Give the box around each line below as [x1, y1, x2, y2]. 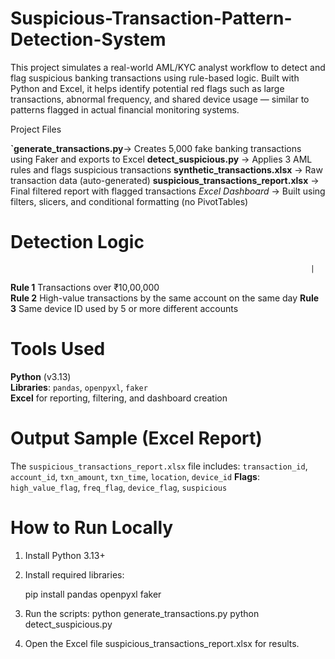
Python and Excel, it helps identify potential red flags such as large [10, 82, 285, 94]
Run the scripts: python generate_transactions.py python [24, 607, 260, 619]
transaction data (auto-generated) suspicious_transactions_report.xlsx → [10, 174, 320, 186]
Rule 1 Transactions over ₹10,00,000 [10, 281, 160, 293]
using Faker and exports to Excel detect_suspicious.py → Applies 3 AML [10, 153, 313, 165]
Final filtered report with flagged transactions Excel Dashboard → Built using [10, 185, 326, 197]
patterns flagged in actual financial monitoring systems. [10, 103, 240, 116]
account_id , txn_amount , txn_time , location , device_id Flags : [10, 470, 260, 482]
